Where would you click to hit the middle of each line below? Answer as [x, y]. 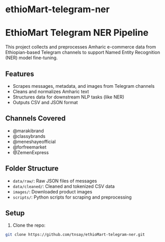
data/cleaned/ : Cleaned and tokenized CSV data [64, 186]
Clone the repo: [29, 225]
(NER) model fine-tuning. [31, 58]
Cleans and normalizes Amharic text [51, 91]
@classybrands [29, 136]
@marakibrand [28, 131]
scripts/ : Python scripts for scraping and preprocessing [72, 197]
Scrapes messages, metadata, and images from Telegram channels [84, 86]
